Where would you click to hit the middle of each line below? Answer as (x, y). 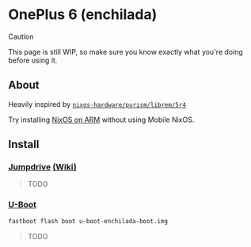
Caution (21, 36)
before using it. (33, 60)
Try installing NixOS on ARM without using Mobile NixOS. (101, 120)
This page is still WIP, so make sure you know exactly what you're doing (125, 51)
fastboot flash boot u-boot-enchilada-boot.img (88, 221)
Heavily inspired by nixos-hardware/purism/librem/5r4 (97, 104)
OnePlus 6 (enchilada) (83, 15)
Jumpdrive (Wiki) (42, 167)
